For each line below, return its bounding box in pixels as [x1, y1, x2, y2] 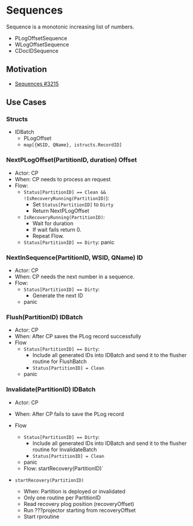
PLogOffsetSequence [14, 34, 67, 41]
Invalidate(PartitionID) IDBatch [6, 386, 96, 394]
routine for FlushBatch [32, 358, 87, 365]
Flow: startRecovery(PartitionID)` [23, 464, 104, 472]
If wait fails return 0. [32, 226, 82, 233]
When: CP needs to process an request [14, 175, 111, 182]
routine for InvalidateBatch [32, 445, 97, 453]
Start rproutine [23, 513, 60, 520]
